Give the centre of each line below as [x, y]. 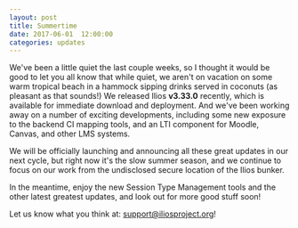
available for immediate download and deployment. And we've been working [149, 106]
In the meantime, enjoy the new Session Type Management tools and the [143, 187]
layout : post [33, 17]
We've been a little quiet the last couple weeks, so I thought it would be [140, 68]
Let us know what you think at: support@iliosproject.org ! [113, 214]
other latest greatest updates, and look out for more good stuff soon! [135, 197]
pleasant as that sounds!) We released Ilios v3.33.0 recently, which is [137, 96]
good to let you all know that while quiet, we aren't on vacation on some [141, 77]
